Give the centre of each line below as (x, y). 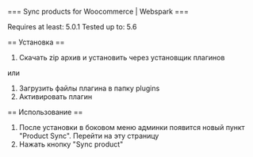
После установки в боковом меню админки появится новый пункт (132, 127)
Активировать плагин (56, 97)
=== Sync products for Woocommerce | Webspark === (98, 11)
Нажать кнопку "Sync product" (71, 144)
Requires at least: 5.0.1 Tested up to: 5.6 (72, 27)
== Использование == (45, 112)
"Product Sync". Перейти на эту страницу (89, 136)
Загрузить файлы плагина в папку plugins (89, 88)
